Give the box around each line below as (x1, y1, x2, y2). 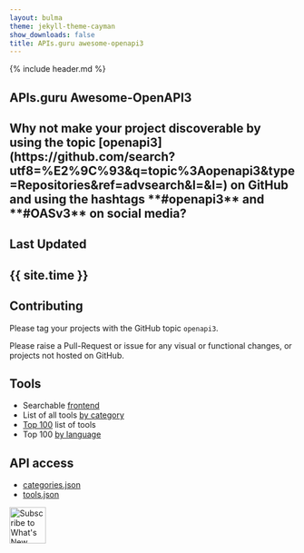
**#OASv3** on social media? (9, 206, 187, 222)
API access (9, 455, 74, 470)
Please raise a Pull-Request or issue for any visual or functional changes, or (9, 340, 292, 351)
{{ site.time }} (9, 267, 89, 282)
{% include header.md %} (9, 64, 106, 74)
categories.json (22, 479, 82, 490)
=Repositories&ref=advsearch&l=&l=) (9, 178, 229, 193)
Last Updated (9, 237, 87, 252)
